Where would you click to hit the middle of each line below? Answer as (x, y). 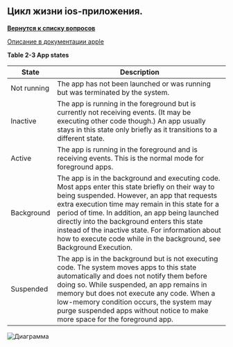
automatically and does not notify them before (132, 276)
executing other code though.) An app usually (131, 121)
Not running (30, 88)
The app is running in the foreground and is (127, 150)
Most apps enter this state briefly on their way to (136, 186)
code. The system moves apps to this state (127, 267)
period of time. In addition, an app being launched (138, 213)
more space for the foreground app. (115, 319)
